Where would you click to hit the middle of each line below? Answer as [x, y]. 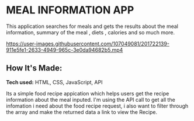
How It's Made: [34, 68]
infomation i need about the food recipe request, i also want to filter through [97, 106]
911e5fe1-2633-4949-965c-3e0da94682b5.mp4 [65, 49]
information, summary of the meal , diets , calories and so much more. [91, 32]
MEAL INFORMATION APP [70, 10]
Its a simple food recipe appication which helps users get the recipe [88, 93]
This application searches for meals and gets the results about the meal [92, 26]
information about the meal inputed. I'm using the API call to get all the [91, 99]
